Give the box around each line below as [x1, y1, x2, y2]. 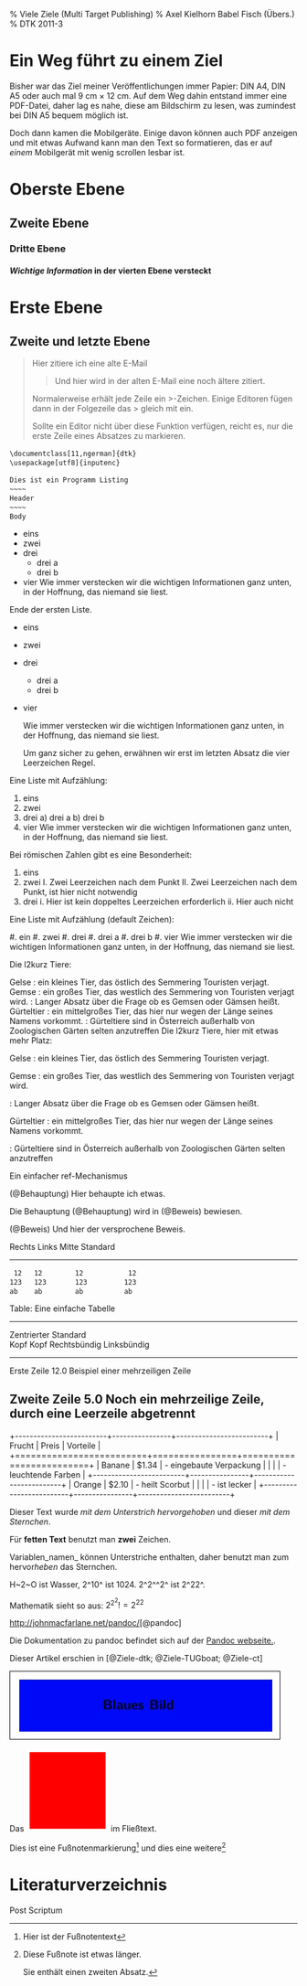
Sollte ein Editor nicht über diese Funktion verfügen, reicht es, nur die [31, 421, 294, 432]
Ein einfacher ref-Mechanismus [9, 1170, 128, 1181]
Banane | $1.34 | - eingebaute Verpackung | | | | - [101, 1459, 287, 1470]
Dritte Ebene [9, 242, 67, 255]
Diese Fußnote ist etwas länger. [22, 1949, 142, 1959]
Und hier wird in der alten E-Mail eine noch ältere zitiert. [54, 376, 266, 387]
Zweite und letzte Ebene [9, 334, 151, 349]
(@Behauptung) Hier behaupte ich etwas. [9, 1189, 166, 1200]
